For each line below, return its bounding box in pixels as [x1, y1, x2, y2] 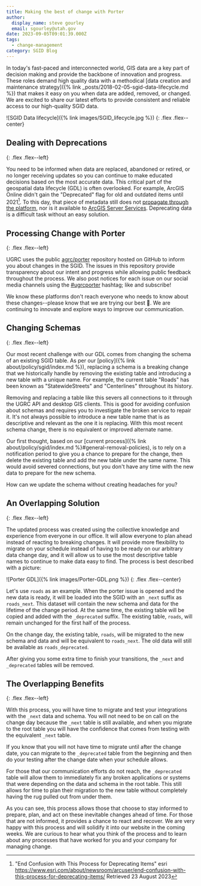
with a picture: [6, 564, 42, 571]
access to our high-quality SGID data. [6, 103, 99, 110]
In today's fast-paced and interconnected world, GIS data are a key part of [6, 64, 190, 71]
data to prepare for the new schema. [6, 469, 97, 477]
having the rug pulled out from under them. [6, 793, 112, 800]
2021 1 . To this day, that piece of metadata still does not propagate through [6, 197, 189, 206]
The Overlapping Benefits [6, 679, 105, 689]
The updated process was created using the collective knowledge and [6, 526, 179, 533]
